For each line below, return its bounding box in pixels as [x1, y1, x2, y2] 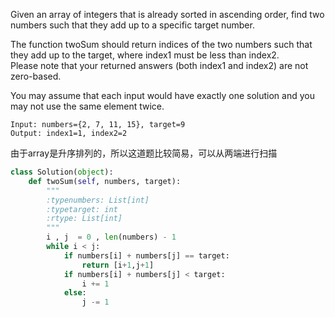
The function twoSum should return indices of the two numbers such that [10, 39, 313, 50]
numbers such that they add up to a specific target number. [10, 19, 255, 31]
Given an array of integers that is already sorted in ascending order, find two [10, 9, 325, 20]
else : [63, 288, 87, 298]
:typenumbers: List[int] [46, 195, 150, 205]
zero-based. [10, 70, 62, 82]
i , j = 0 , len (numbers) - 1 [46, 232, 177, 243]
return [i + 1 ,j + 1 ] [81, 260, 155, 270]
